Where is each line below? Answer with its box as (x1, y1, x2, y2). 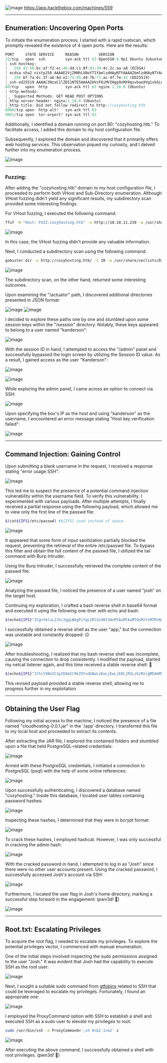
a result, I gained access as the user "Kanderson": (5, 357, 108, 363)
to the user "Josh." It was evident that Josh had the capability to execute (5, 959, 153, 965)
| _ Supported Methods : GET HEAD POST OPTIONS (5, 94, 103, 99)
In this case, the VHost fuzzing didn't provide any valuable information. (5, 239, 151, 245)
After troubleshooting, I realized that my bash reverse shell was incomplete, (5, 651, 160, 657)
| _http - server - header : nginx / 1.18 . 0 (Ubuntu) (5, 98, 101, 103)
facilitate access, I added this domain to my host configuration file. (5, 127, 142, 133)
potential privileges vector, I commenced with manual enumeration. (5, 944, 143, 950)
